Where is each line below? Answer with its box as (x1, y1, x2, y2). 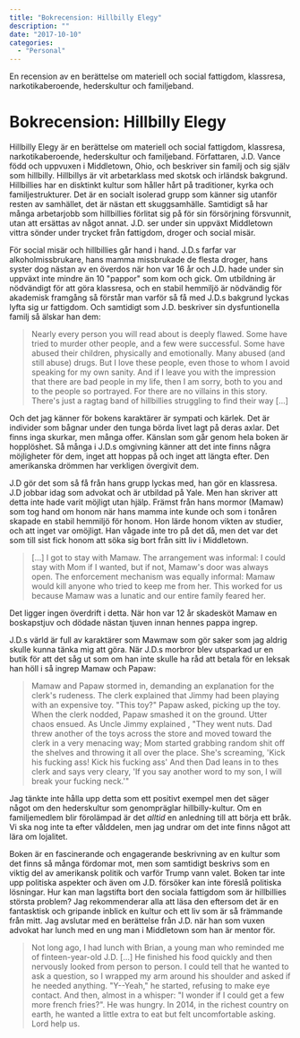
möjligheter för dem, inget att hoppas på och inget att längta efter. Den (9, 451, 270, 462)
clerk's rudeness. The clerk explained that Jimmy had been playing (30, 690, 279, 701)
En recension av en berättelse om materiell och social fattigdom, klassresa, (9, 71, 286, 82)
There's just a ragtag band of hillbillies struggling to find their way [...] (30, 395, 289, 406)
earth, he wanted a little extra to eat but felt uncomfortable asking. (30, 1009, 276, 1020)
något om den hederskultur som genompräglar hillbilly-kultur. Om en (9, 803, 262, 814)
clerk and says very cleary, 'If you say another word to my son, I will (30, 766, 282, 777)
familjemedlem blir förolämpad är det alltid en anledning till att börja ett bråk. (9, 812, 292, 823)
